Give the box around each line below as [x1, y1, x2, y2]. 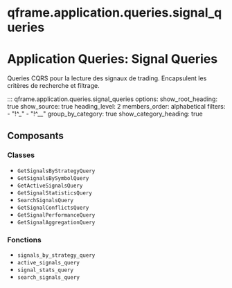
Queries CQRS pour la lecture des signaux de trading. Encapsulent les [7, 74, 207, 82]
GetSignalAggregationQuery [17, 219, 96, 226]
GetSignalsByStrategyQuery [17, 168, 96, 174]
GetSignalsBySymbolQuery [17, 174, 89, 181]
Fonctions [7, 235, 42, 244]
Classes [7, 150, 35, 160]
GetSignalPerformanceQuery [17, 211, 96, 219]
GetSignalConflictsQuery [17, 204, 89, 211]
